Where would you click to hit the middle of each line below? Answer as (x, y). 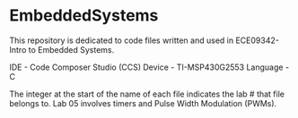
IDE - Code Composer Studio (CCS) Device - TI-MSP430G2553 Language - (149, 67)
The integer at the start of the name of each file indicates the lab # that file (147, 94)
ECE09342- (258, 40)
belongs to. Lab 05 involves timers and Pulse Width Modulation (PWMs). (143, 103)
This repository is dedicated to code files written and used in (122, 40)
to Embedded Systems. (71, 49)
